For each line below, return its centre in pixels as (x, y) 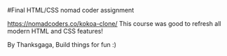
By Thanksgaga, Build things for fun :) (62, 44)
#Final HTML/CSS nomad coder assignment (71, 10)
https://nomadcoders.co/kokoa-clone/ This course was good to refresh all (114, 23)
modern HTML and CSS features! (55, 31)
